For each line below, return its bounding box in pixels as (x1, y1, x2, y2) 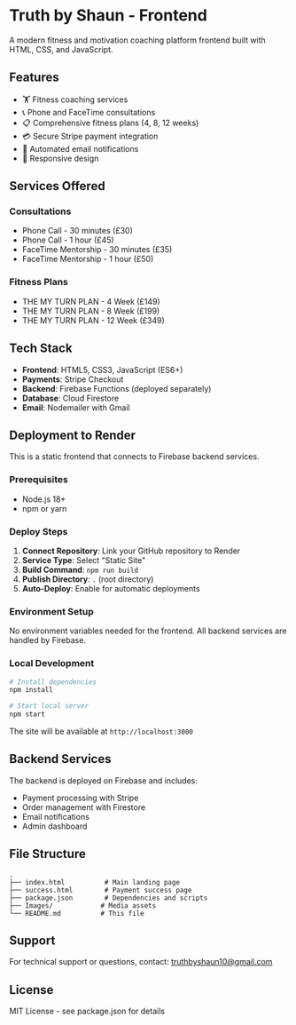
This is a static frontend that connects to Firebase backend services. (9, 451, 260, 462)
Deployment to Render (9, 427, 136, 442)
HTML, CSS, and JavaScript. (9, 44, 113, 54)
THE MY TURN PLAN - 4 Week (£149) (21, 296, 161, 306)
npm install (9, 686, 53, 695)
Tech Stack (9, 341, 73, 356)
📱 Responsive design (21, 153, 99, 163)
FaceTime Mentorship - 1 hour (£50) (21, 254, 154, 265)
